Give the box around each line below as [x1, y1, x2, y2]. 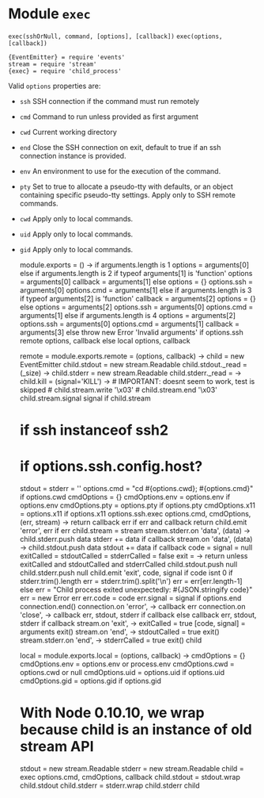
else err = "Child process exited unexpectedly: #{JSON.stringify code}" [19, 585, 253, 595]
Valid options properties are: [8, 81, 101, 90]
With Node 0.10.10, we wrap [19, 704, 205, 722]
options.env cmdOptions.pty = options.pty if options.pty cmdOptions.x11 [19, 501, 255, 510]
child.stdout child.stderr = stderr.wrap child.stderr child [19, 781, 200, 790]
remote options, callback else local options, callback [19, 336, 191, 345]
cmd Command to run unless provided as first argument [19, 112, 199, 121]
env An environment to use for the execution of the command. [19, 166, 221, 175]
